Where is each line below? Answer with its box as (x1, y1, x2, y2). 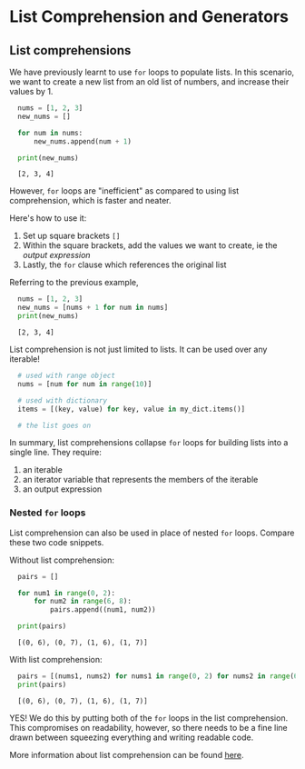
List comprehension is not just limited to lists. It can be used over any (9, 344, 268, 355)
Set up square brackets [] (22, 230, 121, 242)
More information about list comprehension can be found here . (9, 749, 244, 760)
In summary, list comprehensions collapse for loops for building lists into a (9, 437, 289, 448)
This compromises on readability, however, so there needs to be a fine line (9, 722, 288, 733)
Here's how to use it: (9, 213, 87, 224)
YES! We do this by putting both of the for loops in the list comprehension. (9, 712, 289, 724)
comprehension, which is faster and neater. (9, 195, 172, 206)
